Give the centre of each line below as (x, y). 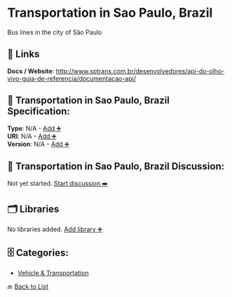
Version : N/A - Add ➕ (39, 144)
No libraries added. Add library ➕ (55, 229)
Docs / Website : (31, 71)
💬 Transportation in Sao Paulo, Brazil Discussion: (116, 166)
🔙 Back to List (28, 287)
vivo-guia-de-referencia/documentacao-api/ (72, 78)
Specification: (39, 111)
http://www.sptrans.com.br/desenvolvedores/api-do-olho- (140, 71)
